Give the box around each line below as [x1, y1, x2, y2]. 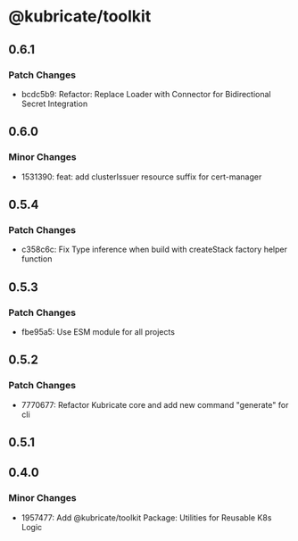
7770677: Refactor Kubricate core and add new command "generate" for [21, 399, 289, 410]
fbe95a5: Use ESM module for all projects [21, 326, 176, 337]
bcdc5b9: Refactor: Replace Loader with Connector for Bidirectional [21, 88, 271, 99]
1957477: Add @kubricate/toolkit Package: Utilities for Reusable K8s [21, 512, 272, 523]
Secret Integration [21, 98, 88, 109]
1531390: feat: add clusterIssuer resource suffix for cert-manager [21, 171, 262, 182]
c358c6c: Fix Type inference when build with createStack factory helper [21, 244, 287, 255]
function [21, 254, 53, 264]
